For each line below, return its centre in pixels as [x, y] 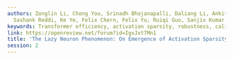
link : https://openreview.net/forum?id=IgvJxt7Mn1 [82, 33]
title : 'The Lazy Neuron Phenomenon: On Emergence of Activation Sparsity [118, 39]
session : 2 [23, 46]
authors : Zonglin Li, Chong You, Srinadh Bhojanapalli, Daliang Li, [108, 13]
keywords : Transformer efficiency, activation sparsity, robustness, [110, 26]
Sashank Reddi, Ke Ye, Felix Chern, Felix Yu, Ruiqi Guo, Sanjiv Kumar [119, 20]
